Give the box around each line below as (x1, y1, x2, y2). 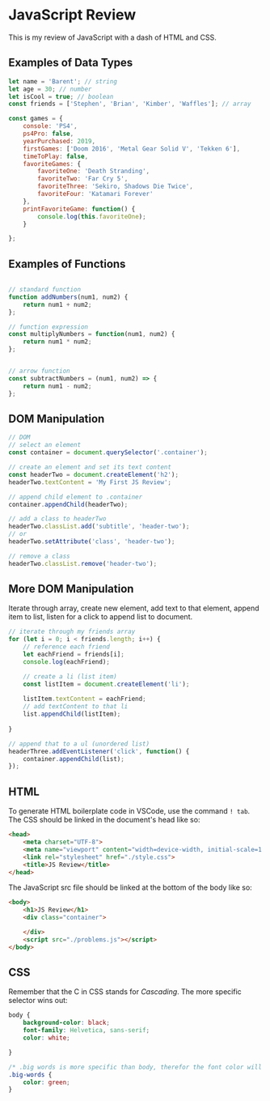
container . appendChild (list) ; (23, 755, 125, 763)
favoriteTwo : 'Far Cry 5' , (37, 175, 129, 183)
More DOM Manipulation (8, 582, 134, 596)
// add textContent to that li (23, 703, 129, 711)
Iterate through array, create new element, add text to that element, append (8, 603, 260, 613)
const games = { (8, 115, 63, 123)
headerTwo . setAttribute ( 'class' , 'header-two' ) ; (8, 538, 175, 546)
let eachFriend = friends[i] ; (23, 650, 125, 659)
